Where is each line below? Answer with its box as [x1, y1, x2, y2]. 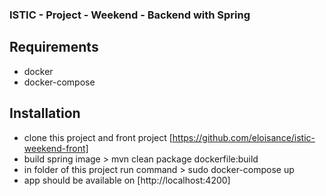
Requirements [9, 39, 99, 56]
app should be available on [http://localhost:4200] [23, 174, 231, 186]
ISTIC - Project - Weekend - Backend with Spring [9, 8, 251, 22]
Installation [9, 105, 81, 122]
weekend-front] [23, 142, 89, 154]
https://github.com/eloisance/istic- [172, 131, 316, 143]
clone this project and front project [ [23, 131, 173, 143]
